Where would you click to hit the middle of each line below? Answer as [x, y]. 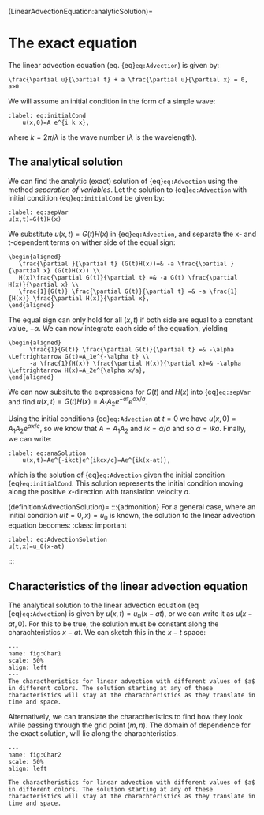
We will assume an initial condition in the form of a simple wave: [112, 101]
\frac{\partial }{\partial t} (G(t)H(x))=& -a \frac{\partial [123, 264]
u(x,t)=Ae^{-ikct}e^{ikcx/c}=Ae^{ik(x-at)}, [97, 460]
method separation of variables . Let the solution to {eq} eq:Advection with [128, 190]
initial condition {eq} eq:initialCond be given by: [86, 197]
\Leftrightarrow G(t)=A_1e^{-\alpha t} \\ [79, 356]
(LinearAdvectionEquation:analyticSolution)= [81, 11]
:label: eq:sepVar [38, 212]
